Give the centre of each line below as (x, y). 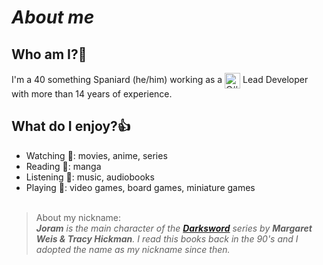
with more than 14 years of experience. (92, 94)
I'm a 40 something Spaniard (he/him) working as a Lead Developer (160, 80)
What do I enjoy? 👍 (71, 126)
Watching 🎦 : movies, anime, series (96, 155)
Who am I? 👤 (49, 54)
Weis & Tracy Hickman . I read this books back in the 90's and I (167, 238)
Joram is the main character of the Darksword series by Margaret (174, 228)
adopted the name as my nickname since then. (133, 249)
